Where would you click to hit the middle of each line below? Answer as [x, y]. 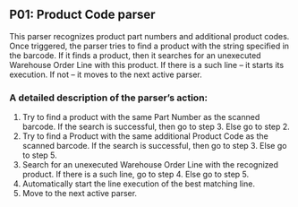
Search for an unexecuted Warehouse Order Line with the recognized [150, 165]
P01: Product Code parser [82, 15]
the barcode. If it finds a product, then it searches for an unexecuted [135, 55]
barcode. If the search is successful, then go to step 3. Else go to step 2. [156, 127]
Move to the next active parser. [79, 194]
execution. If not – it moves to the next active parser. [106, 74]
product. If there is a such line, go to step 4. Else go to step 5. [136, 175]
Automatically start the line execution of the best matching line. [138, 184]
